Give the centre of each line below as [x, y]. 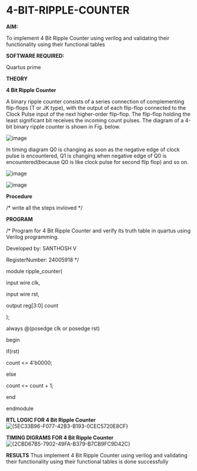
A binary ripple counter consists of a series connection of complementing [95, 102]
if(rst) [13, 351]
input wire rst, [23, 294]
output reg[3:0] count [32, 305]
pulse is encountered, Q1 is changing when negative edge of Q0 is [86, 156]
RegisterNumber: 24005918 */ [43, 260]
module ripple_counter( [34, 271]
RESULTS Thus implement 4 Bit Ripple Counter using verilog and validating [97, 455]
